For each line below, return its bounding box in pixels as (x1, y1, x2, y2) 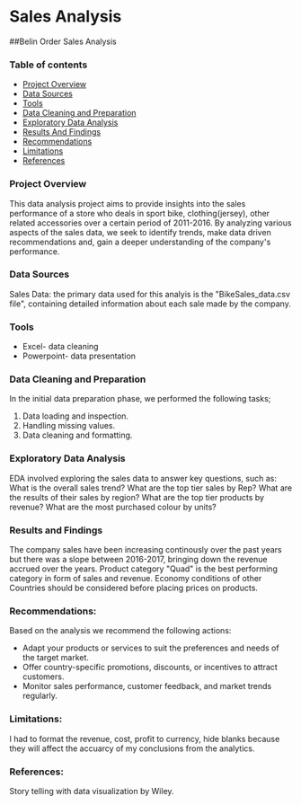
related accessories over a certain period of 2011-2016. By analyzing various (9, 217, 292, 228)
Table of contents (9, 58, 88, 71)
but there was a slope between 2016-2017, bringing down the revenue (9, 554, 268, 565)
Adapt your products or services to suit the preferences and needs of (22, 642, 280, 653)
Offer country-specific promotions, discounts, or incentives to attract (22, 662, 279, 673)
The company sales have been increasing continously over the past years (9, 544, 282, 555)
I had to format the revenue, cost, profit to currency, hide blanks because (9, 733, 280, 744)
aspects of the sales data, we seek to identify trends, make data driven (9, 226, 271, 237)
